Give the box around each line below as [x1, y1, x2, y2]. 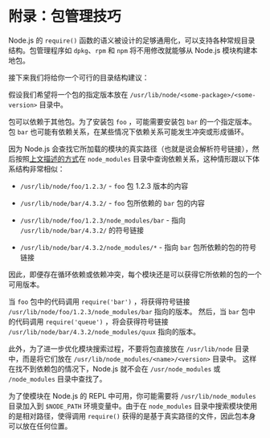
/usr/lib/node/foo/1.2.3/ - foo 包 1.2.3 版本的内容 [19, 181, 189, 190]
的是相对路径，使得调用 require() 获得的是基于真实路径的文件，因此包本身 [8, 411, 256, 420]
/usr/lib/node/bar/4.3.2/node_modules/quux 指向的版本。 [8, 326, 201, 336]
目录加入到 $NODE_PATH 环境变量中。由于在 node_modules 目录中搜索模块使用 [8, 401, 258, 411]
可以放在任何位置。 [8, 421, 72, 431]
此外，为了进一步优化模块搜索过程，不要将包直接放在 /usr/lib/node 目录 [8, 343, 249, 354]
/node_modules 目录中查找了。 [8, 374, 107, 383]
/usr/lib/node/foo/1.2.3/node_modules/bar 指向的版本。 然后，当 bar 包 [8, 306, 249, 316]
